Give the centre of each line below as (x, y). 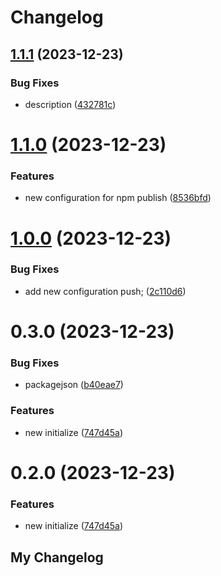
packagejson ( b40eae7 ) (74, 385)
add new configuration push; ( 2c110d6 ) (105, 291)
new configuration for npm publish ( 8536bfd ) (118, 198)
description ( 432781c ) (70, 104)
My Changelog (57, 557)
